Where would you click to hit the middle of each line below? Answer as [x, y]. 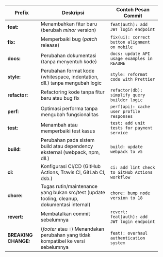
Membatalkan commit [65, 214]
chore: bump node [130, 193]
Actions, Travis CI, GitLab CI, [73, 172]
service [119, 133]
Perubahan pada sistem [67, 140]
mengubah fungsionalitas [69, 115]
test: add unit [128, 123]
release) [50, 45]
